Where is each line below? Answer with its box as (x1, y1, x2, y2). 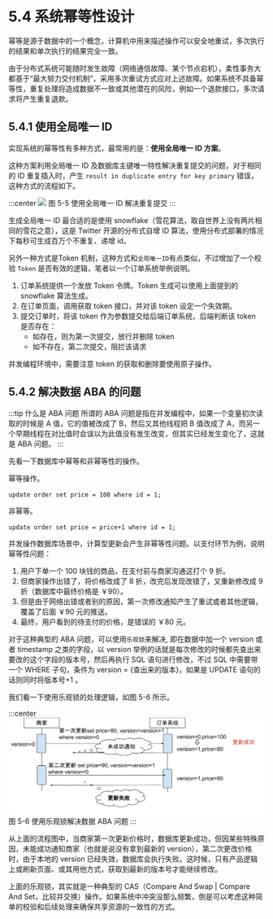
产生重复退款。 (22, 94, 73, 103)
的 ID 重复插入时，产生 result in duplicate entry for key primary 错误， (8, 170, 258, 180)
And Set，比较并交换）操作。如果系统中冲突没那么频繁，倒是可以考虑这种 (8, 892, 256, 902)
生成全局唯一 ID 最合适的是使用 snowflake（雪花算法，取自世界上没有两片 (8, 215, 255, 225)
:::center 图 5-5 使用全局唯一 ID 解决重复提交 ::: (8, 198, 176, 208)
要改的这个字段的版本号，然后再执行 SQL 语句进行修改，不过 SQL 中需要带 (8, 654, 258, 664)
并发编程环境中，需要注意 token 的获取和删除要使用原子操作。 (8, 359, 217, 369)
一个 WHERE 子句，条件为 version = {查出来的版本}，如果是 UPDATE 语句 (8, 664, 254, 674)
